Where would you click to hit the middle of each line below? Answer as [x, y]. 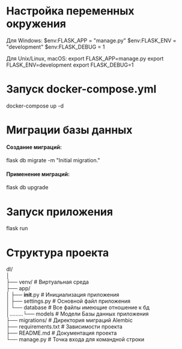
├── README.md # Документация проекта [62, 333]
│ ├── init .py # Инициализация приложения [63, 295]
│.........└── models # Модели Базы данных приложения [77, 314]
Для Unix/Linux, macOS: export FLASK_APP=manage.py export [85, 58]
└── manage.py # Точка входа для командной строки [75, 339]
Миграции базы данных [69, 130]
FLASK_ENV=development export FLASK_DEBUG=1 [70, 65]
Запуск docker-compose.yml [81, 89]
